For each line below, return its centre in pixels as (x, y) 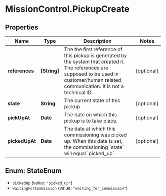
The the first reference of (93, 49)
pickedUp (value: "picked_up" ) (42, 183)
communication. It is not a (94, 86)
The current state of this (92, 100)
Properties (22, 27)
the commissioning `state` (94, 147)
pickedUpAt (22, 141)
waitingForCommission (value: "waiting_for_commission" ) (70, 188)
